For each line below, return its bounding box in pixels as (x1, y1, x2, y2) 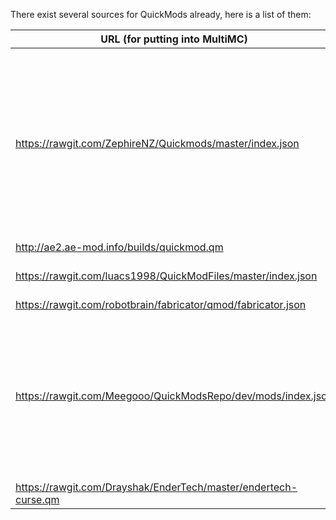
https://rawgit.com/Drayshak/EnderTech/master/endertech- (15, 480, 298, 494)
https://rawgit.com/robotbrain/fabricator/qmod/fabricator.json (15, 298, 307, 311)
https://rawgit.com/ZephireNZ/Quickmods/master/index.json (15, 137, 300, 150)
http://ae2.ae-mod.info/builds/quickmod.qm (15, 240, 224, 254)
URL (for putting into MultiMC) (100, 32, 248, 46)
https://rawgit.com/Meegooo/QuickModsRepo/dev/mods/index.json (15, 389, 334, 403)
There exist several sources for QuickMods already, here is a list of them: (10, 9, 312, 20)
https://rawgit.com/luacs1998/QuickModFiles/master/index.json (15, 269, 318, 283)
